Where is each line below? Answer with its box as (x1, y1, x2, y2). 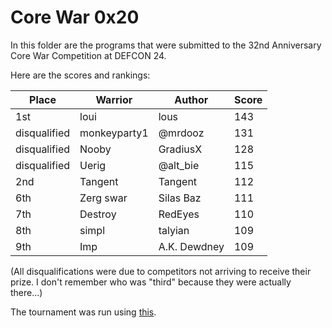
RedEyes (158, 207, 200, 221)
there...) (10, 286, 43, 298)
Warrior (95, 92, 133, 106)
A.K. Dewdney (158, 239, 225, 253)
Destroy (79, 207, 117, 221)
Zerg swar (79, 191, 128, 205)
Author (174, 92, 209, 106)
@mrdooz (158, 126, 205, 140)
